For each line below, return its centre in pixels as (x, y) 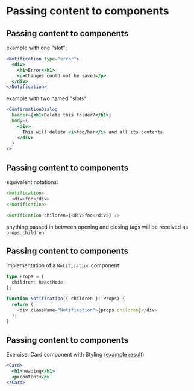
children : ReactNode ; (39, 282)
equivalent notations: (32, 182)
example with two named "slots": (47, 98)
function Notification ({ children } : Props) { (66, 299)
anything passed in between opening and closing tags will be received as (97, 227)
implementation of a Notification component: (64, 265)
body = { (20, 121)
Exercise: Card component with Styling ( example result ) (75, 355)
